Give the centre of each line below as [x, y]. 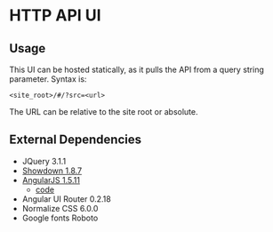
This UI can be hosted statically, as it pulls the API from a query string [137, 69]
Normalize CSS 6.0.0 [60, 208]
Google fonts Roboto [60, 218]
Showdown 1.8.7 [52, 171]
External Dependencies [76, 140]
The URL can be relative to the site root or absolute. [104, 112]
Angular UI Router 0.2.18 [66, 199]
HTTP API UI [55, 16]
